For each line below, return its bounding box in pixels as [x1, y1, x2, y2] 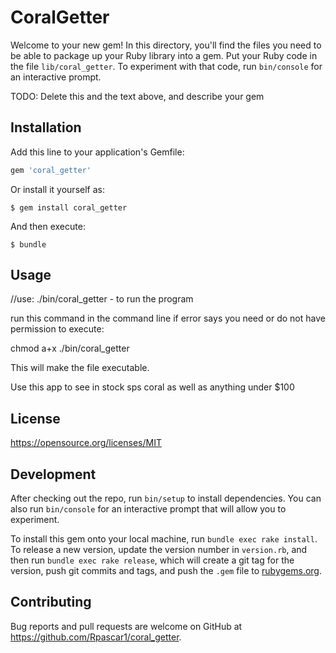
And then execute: [10, 220, 86, 232]
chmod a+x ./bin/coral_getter [10, 342, 130, 355]
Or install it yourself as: [10, 183, 105, 195]
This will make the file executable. [10, 362, 150, 374]
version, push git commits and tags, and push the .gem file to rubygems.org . [10, 565, 323, 577]
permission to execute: [10, 323, 105, 335]
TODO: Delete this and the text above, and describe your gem [10, 90, 265, 102]
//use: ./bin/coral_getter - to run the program [10, 293, 194, 305]
